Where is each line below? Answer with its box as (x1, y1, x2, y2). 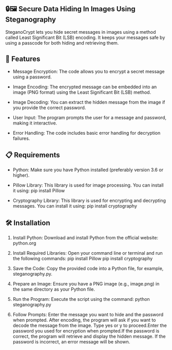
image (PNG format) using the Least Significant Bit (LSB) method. (12, 89, 151, 95)
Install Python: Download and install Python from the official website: (12, 235, 158, 241)
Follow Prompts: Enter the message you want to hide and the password (12, 312, 164, 318)
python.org (12, 240, 36, 246)
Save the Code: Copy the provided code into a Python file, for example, (12, 265, 164, 272)
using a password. (12, 74, 52, 80)
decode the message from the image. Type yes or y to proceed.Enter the (12, 322, 167, 328)
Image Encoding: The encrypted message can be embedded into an (12, 84, 157, 90)
